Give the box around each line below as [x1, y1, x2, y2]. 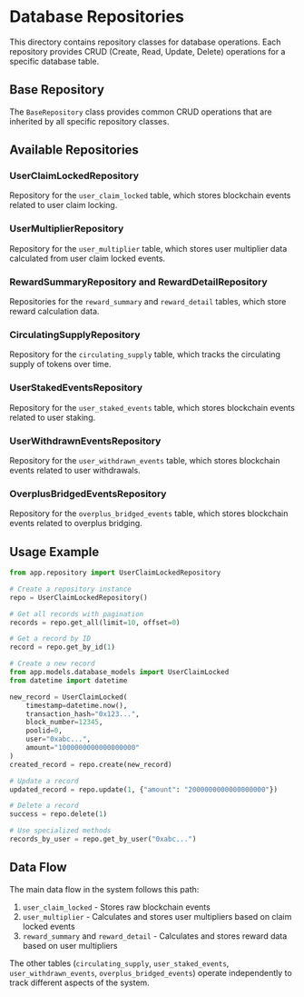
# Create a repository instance [9, 584, 132, 593]
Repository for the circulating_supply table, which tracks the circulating [9, 349, 281, 360]
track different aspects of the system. [9, 977, 150, 988]
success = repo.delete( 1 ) [9, 810, 107, 819]
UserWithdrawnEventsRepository [9, 434, 162, 447]
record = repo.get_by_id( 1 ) [9, 643, 116, 652]
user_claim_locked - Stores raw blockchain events [22, 902, 211, 912]
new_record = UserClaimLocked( [9, 693, 128, 702]
